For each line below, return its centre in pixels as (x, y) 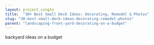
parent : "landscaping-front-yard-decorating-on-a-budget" (66, 23)
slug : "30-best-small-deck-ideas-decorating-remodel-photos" (70, 19)
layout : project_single (30, 10)
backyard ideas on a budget (34, 37)
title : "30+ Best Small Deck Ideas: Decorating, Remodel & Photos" (77, 14)
